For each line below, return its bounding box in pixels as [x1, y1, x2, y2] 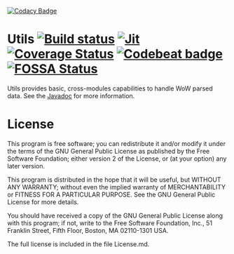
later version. [7, 161, 46, 170]
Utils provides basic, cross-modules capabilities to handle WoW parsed [7, 84, 213, 93]
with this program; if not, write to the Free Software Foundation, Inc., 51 [7, 218, 212, 227]
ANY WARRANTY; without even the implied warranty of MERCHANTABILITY [7, 182, 226, 191]
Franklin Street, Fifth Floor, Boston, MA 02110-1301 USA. [7, 226, 169, 234]
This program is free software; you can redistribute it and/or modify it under [7, 139, 226, 147]
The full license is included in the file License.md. [7, 239, 150, 248]
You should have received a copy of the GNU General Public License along [7, 211, 223, 220]
